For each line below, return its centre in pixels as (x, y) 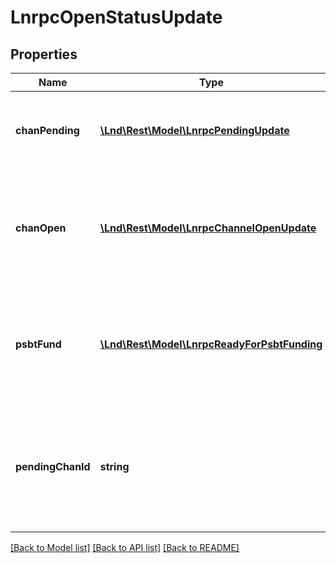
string (114, 466)
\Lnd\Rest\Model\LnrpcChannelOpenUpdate (208, 228)
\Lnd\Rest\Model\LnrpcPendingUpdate (194, 130)
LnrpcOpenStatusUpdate (116, 17)
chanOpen (41, 228)
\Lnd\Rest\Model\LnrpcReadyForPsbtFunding (211, 344)
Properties (44, 54)
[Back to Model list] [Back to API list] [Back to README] (125, 547)
